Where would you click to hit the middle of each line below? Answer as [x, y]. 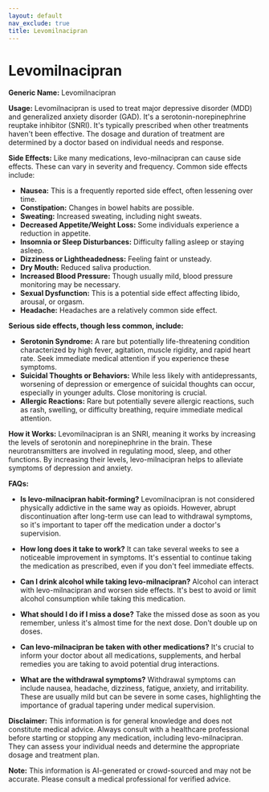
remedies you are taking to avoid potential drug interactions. [119, 664]
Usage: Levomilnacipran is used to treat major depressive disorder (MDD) [130, 109]
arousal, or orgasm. [52, 302]
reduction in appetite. [55, 233]
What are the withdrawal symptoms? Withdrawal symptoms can [128, 679]
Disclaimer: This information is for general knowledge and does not [120, 721]
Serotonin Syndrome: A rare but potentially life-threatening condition [135, 342]
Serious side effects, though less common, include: [96, 326]
